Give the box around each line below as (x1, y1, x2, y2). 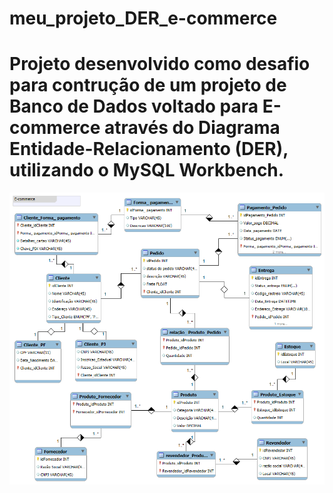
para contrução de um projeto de (9, 74, 287, 97)
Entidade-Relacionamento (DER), (9, 138, 289, 161)
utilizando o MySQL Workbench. (9, 159, 285, 182)
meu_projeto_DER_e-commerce (9, 7, 278, 30)
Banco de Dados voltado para (9, 95, 259, 118)
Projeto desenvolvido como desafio (9, 53, 311, 76)
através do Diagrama (103, 117, 281, 139)
